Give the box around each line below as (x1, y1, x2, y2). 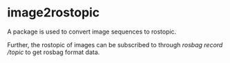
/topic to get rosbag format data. (7, 48, 100, 56)
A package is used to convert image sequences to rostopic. (7, 27, 177, 36)
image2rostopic (7, 5, 100, 21)
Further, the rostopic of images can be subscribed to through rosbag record (7, 40, 223, 49)
